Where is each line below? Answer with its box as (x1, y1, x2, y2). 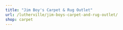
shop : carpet (5, 17, 33, 22)
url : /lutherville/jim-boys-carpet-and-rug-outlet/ (5, 12, 118, 17)
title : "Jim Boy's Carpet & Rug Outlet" (5, 7, 93, 13)
